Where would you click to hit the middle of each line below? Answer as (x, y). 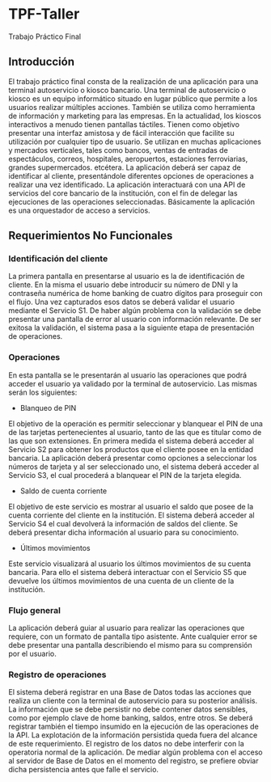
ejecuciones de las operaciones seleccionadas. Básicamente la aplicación (131, 201)
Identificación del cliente (58, 259)
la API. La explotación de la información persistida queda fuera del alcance (133, 735)
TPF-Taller (44, 14)
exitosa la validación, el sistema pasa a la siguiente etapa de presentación (131, 328)
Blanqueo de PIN (48, 408)
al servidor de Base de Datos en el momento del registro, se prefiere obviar (133, 761)
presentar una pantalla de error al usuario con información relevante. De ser (135, 319)
